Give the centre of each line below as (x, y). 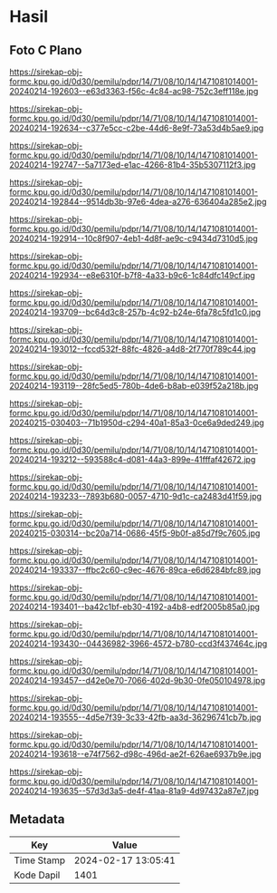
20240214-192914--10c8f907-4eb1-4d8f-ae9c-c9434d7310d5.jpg (134, 238)
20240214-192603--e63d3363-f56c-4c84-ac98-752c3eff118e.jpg (134, 91)
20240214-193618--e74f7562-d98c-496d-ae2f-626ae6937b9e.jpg (135, 754)
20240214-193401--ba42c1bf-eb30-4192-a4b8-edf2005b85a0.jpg (135, 607)
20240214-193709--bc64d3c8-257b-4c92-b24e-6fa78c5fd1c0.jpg (135, 312)
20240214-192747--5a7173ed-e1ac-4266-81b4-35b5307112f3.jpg (133, 165)
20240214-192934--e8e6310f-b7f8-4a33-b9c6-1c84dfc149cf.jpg (132, 275)
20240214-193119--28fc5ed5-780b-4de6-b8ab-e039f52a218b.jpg (134, 386)
